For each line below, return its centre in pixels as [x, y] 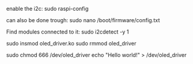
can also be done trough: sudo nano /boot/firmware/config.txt [83, 20]
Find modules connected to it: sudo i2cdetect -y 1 [68, 32]
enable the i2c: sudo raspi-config [47, 9]
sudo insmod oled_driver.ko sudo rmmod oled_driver [71, 43]
